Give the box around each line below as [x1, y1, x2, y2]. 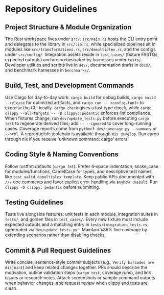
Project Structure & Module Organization [5, 23, 132, 31]
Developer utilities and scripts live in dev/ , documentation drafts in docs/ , [5, 62, 152, 68]
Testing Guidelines [5, 198, 64, 207]
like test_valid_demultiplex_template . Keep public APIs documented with [5, 173, 154, 179]
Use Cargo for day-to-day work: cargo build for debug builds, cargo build [5, 94, 156, 100]
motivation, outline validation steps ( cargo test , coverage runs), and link [5, 270, 151, 275]
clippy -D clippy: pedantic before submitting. [5, 184, 100, 190]
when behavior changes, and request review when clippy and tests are [5, 280, 148, 286]
